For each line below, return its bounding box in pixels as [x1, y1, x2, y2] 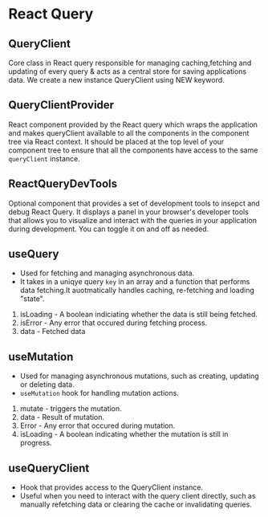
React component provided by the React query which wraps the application [8, 120, 258, 129]
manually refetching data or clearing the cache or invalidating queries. [19, 499, 253, 510]
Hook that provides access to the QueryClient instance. [19, 482, 203, 492]
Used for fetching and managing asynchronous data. [19, 268, 195, 278]
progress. [19, 438, 52, 448]
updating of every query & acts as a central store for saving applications [8, 67, 247, 76]
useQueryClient [8, 461, 90, 474]
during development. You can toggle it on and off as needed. [8, 224, 209, 234]
